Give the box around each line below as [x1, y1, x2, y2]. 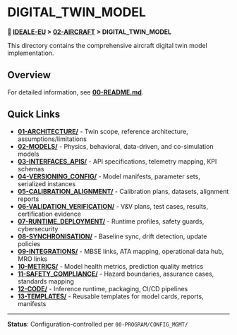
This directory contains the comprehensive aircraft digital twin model [7, 41, 208, 49]
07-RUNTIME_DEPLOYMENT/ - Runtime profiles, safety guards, [17, 217, 205, 226]
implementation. [7, 49, 54, 57]
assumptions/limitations [17, 135, 87, 143]
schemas [17, 164, 44, 173]
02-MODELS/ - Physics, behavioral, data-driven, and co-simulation [17, 142, 214, 150]
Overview [7, 69, 51, 81]
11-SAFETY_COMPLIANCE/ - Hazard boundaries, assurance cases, [17, 269, 214, 278]
